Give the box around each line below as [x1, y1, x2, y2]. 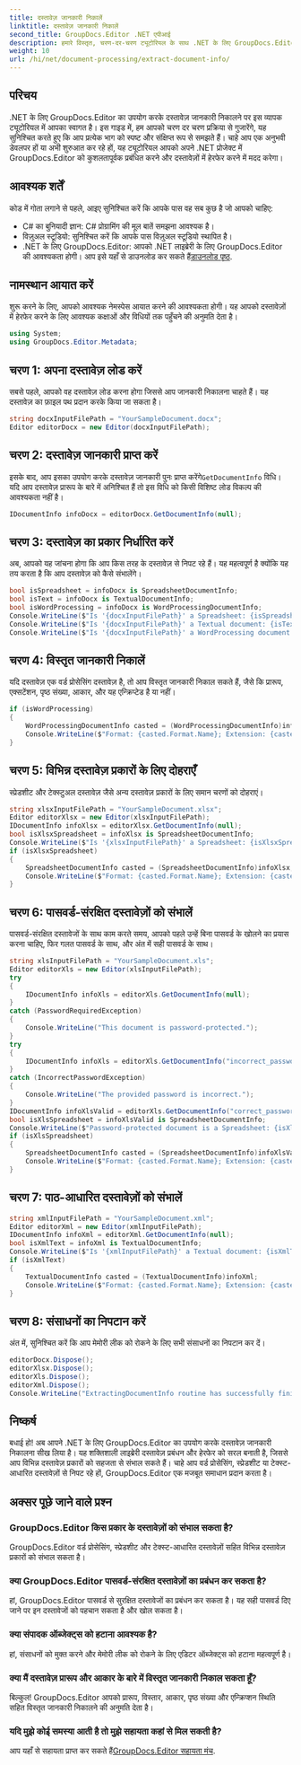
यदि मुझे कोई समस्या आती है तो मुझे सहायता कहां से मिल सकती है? [9, 1725, 222, 1737]
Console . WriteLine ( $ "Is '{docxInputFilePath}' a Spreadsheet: [9, 611, 246, 620]
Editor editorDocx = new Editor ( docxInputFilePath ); [9, 423, 211, 432]
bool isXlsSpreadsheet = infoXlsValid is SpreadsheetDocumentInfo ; [9, 1115, 267, 1124]
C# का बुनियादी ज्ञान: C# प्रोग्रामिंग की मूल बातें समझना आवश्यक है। [21, 221, 215, 232]
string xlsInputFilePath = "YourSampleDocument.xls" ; [9, 957, 215, 966]
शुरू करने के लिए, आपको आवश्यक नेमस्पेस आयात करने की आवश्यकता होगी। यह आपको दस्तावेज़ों [9, 302, 287, 312]
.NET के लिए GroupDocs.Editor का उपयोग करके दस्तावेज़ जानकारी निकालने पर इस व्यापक [9, 111, 282, 122]
